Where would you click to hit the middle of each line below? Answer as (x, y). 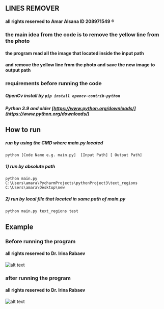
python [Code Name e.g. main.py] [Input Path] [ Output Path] (74, 155)
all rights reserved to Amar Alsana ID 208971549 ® (60, 21)
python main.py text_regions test (42, 211)
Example (19, 227)
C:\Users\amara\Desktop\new (35, 188)
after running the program (38, 278)
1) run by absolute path (30, 166)
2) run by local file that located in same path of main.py (65, 199)
